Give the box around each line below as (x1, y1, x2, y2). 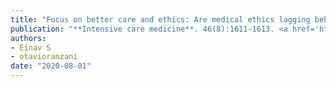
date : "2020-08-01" (10, 61, 92, 71)
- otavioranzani (10, 52, 78, 62)
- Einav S (10, 42, 52, 53)
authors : (10, 33, 47, 43)
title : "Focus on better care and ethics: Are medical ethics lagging (10, 14, 311, 25)
